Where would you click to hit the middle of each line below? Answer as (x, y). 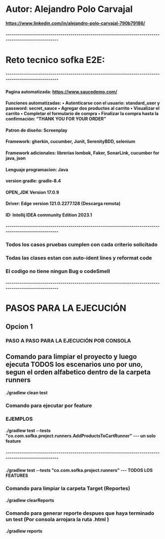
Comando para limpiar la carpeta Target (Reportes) (68, 488)
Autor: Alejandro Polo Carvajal (69, 9)
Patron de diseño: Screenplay (37, 130)
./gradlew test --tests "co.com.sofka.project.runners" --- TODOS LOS (79, 471)
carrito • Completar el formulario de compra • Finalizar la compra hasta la (82, 114)
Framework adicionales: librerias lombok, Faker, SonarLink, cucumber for (82, 153)
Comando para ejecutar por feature (49, 405)
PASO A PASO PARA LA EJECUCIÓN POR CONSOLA (68, 340)
